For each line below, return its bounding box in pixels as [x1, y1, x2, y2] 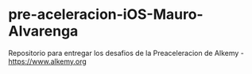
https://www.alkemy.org [8, 57, 87, 66]
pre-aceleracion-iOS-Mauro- [8, 6, 204, 24]
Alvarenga [8, 22, 79, 40]
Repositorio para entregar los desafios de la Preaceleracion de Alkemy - [8, 48, 244, 57]
